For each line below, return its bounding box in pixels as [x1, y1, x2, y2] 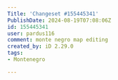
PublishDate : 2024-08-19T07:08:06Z [7, 17, 112, 24]
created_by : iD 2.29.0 [7, 43, 74, 50]
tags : [7, 50, 23, 57]
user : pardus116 [7, 29, 55, 37]
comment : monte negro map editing [7, 36, 109, 44]
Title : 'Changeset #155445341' [7, 10, 99, 18]
